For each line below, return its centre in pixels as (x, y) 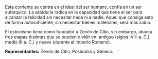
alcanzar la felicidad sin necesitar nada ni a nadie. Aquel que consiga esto (79, 17)
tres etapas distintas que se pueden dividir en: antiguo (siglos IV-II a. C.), (78, 37)
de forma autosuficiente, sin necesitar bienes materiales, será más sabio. (78, 22)
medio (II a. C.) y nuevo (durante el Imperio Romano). (58, 42)
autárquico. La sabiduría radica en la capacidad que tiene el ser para (74, 12)
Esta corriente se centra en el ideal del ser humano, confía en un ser (73, 7)
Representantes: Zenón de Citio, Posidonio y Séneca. (59, 51)
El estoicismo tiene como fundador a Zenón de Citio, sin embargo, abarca (79, 32)
